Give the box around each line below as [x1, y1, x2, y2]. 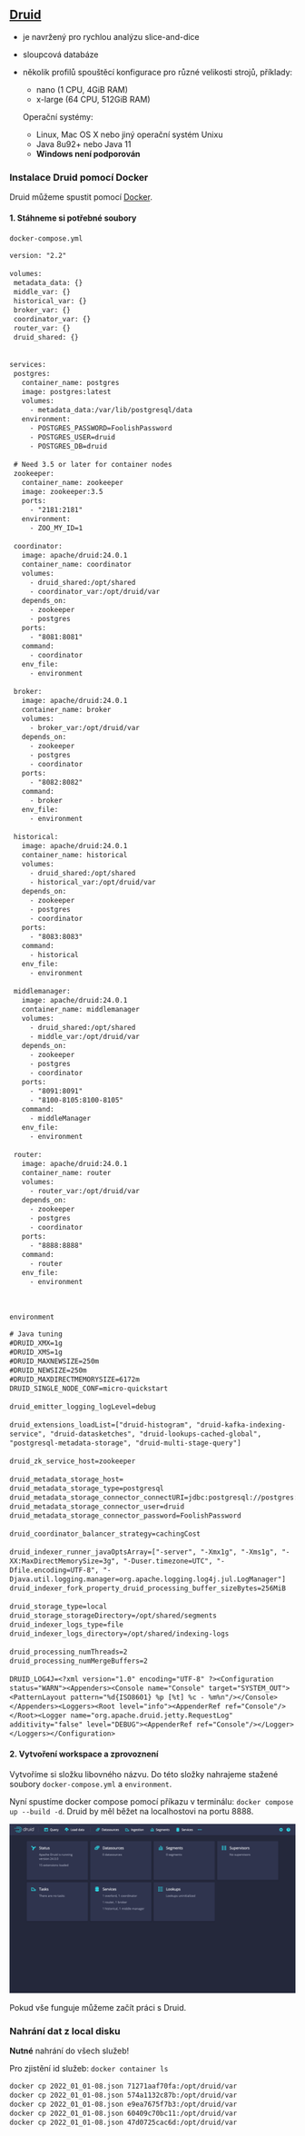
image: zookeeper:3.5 [21, 488, 103, 497]
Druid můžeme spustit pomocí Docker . [9, 192, 152, 203]
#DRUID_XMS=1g [9, 1348, 64, 1357]
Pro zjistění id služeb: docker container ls [9, 2063, 169, 2074]
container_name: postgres [21, 379, 120, 388]
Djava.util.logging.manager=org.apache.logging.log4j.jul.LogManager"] [9, 1575, 286, 1584]
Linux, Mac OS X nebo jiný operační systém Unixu [35, 129, 223, 140]
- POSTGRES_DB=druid [29, 442, 107, 451]
